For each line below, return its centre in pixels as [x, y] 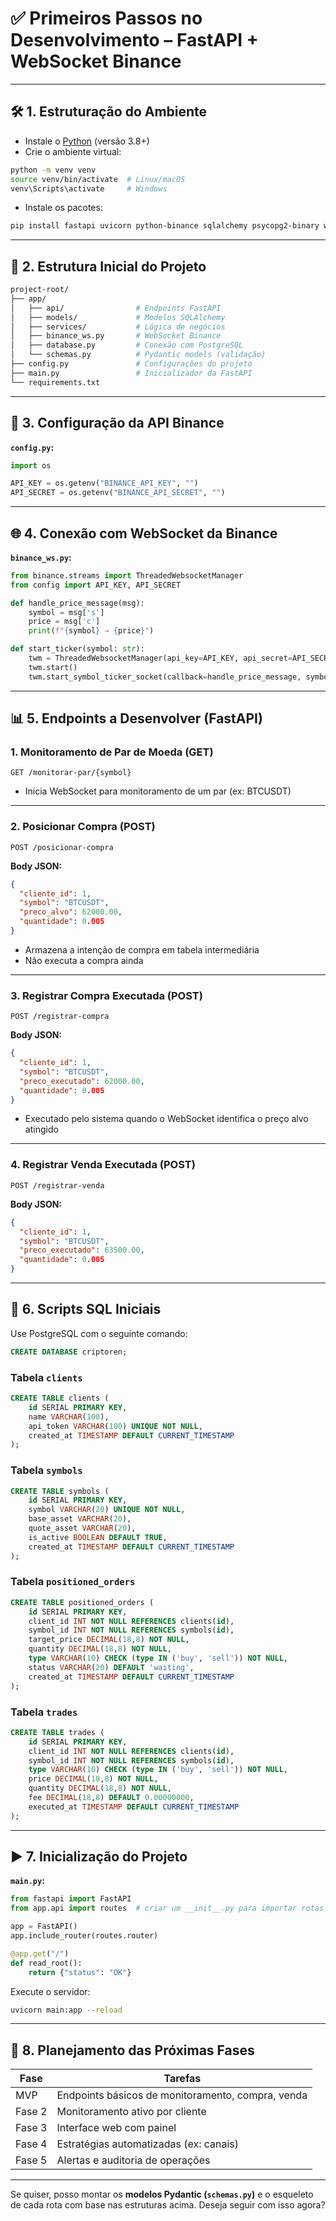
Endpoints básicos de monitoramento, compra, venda [182, 2095]
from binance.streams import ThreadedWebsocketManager [127, 575]
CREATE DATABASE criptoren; [69, 1352]
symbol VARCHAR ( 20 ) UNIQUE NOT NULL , [107, 1510]
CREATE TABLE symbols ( [60, 1491]
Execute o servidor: [50, 1991]
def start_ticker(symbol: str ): [77, 649]
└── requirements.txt [55, 382]
